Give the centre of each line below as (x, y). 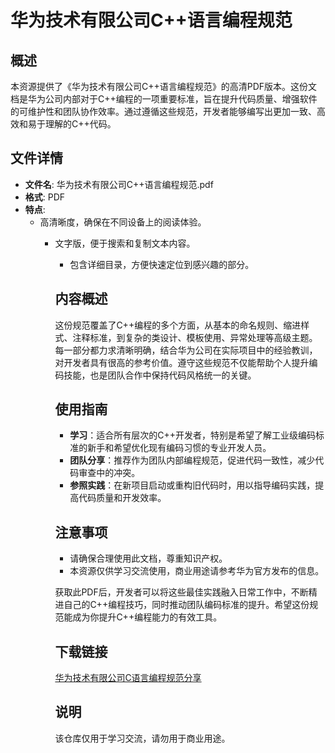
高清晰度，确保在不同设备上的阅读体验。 (123, 222)
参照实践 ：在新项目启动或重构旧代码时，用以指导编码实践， (192, 485)
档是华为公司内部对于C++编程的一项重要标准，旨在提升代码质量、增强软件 (164, 99)
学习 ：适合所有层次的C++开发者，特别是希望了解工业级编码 (192, 435)
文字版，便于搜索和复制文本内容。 (125, 243)
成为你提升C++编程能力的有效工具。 (147, 617)
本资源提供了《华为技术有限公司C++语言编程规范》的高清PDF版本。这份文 (164, 86)
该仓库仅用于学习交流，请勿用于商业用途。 (142, 738)
